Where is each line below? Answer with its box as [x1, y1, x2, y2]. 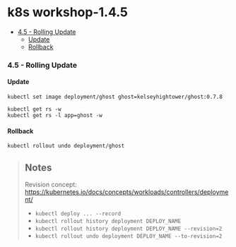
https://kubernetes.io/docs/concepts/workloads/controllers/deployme [24, 188, 229, 196]
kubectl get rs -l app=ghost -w [7, 112, 102, 119]
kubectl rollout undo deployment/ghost [7, 143, 125, 150]
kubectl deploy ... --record [35, 210, 122, 217]
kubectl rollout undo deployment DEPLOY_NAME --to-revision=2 [35, 233, 223, 240]
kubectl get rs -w [7, 106, 61, 113]
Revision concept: [24, 181, 78, 189]
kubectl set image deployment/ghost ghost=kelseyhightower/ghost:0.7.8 [7, 93, 223, 101]
